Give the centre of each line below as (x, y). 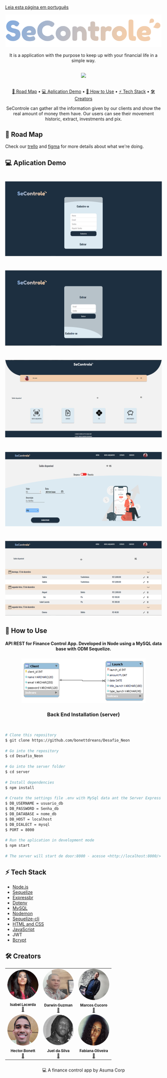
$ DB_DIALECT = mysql (28, 824)
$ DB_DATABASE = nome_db (31, 814)
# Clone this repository (31, 735)
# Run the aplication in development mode (50, 840)
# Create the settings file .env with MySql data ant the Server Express (83, 798)
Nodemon (23, 913)
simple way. (83, 60)
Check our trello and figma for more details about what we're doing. (75, 146)
